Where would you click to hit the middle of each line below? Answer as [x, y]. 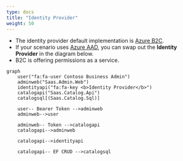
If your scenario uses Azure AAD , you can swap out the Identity [96, 47]
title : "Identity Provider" [42, 18]
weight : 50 [20, 23]
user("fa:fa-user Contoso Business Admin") [74, 77]
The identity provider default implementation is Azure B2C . [90, 41]
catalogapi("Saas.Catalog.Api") [59, 93]
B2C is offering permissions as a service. [67, 60]
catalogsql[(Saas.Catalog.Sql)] [59, 99]
